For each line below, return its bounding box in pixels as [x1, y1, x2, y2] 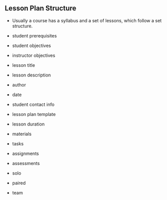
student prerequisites [12, 32, 57, 38]
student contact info [12, 101, 55, 107]
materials [12, 131, 31, 137]
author [12, 82, 26, 88]
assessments [12, 160, 40, 166]
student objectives [12, 43, 51, 49]
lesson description [12, 72, 51, 78]
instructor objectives [12, 52, 55, 58]
